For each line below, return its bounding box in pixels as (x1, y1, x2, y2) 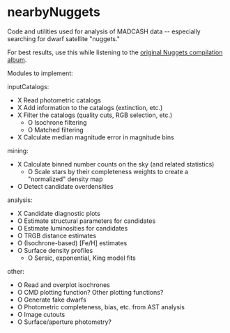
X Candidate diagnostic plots (17, 209, 101, 217)
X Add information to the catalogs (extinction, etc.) (17, 103, 163, 111)
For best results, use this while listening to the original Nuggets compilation (7, 48, 223, 56)
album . (7, 55, 27, 63)
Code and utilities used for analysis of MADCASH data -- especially (7, 27, 201, 36)
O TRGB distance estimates (17, 231, 96, 240)
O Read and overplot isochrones (17, 280, 110, 289)
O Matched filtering (27, 125, 84, 134)
